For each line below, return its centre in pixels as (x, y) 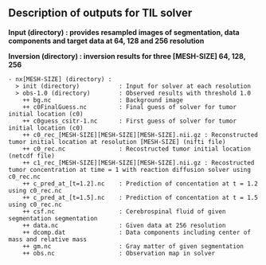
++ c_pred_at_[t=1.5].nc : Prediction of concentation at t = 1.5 (141, 197)
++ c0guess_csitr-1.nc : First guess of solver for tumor (130, 121)
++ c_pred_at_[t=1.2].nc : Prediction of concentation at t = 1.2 (141, 183)
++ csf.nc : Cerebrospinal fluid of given (124, 211)
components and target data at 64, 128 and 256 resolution (106, 41)
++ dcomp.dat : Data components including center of (137, 232)
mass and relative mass (48, 239)
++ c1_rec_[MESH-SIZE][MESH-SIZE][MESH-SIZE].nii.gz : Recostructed (139, 162)
